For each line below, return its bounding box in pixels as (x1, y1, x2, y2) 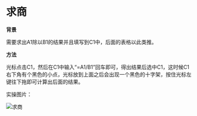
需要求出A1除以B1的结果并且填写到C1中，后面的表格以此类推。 (6, 38, 157, 45)
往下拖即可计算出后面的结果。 (11, 78, 84, 85)
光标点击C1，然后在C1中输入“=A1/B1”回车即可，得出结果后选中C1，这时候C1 (6, 63, 190, 71)
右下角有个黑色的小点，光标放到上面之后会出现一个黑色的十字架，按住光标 (6, 71, 186, 78)
